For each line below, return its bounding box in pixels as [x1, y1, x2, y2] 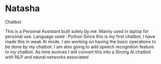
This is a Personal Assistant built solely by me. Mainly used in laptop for [5, 28, 149, 34]
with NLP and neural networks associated [5, 54, 89, 60]
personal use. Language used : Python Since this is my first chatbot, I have [5, 33, 155, 39]
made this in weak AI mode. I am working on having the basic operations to [5, 38, 156, 44]
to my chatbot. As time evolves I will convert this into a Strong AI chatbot [5, 49, 151, 55]
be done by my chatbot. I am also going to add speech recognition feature [5, 44, 154, 49]
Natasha [5, 3, 40, 14]
